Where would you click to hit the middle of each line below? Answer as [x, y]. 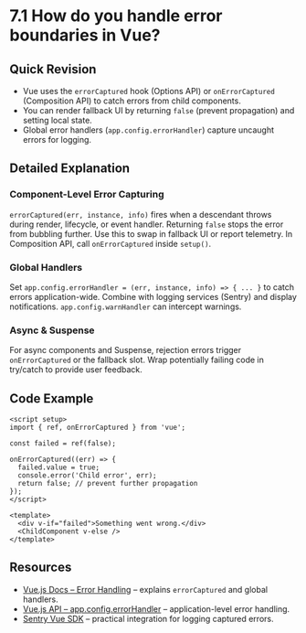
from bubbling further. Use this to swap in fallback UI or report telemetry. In [151, 233]
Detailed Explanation [70, 169]
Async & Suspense [52, 330]
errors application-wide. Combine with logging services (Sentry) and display [153, 296]
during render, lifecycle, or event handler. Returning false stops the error [147, 224]
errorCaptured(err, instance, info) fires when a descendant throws [141, 214]
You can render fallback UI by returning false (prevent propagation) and [158, 110]
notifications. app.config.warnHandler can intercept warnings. [126, 306]
